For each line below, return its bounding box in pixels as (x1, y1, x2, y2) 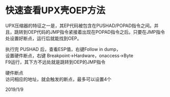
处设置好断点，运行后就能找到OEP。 (5, 35, 82, 41)
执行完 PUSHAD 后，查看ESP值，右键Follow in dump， (5, 46, 121, 52)
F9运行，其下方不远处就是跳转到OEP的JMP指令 (5, 59, 106, 65)
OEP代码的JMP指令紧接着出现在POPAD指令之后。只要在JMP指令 (27, 29, 165, 35)
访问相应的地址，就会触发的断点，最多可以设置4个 (5, 76, 112, 82)
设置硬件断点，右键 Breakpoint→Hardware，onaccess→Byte (5, 52, 134, 59)
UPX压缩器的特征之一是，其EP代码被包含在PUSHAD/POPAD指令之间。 (5, 22, 155, 29)
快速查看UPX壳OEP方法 (5, 5, 106, 16)
